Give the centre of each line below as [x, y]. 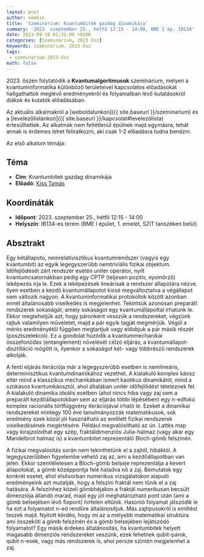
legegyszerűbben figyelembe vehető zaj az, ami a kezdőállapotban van [95, 456]
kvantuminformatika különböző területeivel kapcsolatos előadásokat [92, 87]
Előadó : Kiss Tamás [40, 183]
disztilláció [20, 348]
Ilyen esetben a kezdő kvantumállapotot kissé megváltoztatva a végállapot [100, 290]
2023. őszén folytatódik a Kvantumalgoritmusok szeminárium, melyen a [97, 81]
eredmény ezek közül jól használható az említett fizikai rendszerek [90, 418]
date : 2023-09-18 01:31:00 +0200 [49, 35]
